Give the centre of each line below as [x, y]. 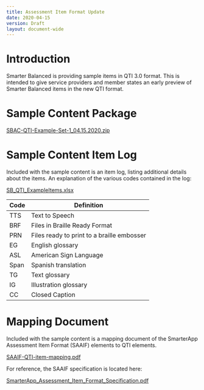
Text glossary [51, 275]
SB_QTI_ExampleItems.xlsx [40, 190]
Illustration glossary [59, 285]
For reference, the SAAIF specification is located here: [74, 369]
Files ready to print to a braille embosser [89, 235]
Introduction [38, 59]
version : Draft [26, 23]
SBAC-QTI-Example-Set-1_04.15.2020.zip [58, 130]
